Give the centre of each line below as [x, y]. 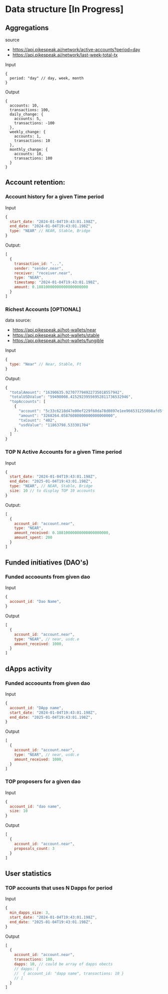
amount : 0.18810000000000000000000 [51, 287]
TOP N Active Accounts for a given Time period [63, 452]
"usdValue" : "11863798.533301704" [54, 425]
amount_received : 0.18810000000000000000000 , [62, 533]
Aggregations [27, 28]
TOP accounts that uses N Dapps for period [59, 888]
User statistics [28, 873]
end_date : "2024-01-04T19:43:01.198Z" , [51, 226]
